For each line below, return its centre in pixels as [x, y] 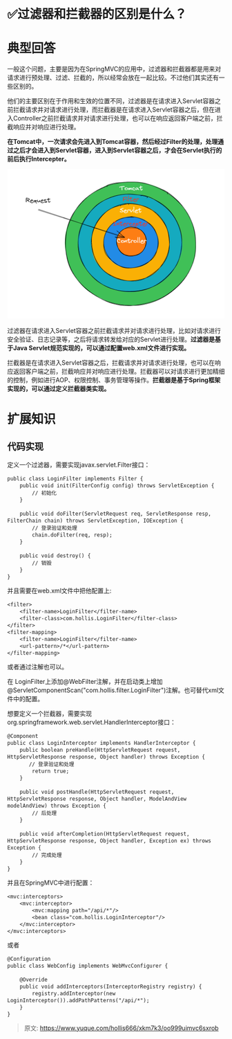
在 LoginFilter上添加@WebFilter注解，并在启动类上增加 [85, 681]
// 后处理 [45, 813]
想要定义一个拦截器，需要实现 [49, 713]
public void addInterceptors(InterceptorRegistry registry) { [111, 986]
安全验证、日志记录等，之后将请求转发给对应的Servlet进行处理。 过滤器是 [111, 339]
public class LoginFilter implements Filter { [75, 478]
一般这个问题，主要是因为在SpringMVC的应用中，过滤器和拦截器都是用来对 [114, 69]
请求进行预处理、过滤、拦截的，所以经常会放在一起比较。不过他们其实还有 [113, 78]
